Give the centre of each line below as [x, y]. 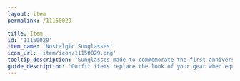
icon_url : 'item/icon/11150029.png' [62, 53]
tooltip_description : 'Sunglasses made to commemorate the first [106, 60]
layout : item [27, 14]
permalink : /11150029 [40, 21]
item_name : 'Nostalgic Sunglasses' [60, 47]
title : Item [25, 33]
